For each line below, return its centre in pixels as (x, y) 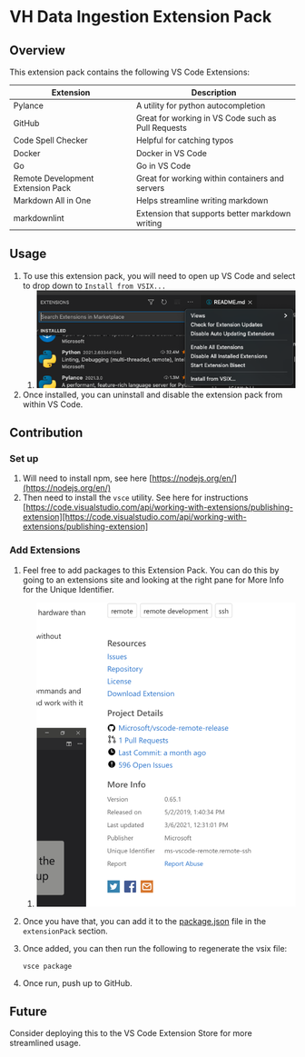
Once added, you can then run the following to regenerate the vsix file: (155, 948)
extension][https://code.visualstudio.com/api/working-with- (134, 517)
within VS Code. (53, 404)
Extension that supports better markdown (213, 213)
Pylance (28, 105)
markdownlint (39, 218)
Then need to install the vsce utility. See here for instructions (135, 498)
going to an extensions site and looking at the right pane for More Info (153, 580)
